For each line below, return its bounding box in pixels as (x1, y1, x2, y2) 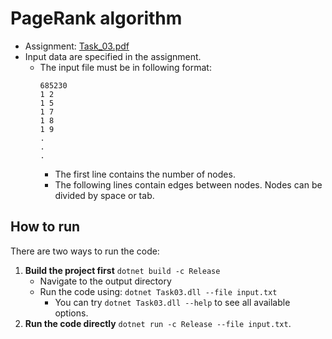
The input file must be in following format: (39, 61, 212, 73)
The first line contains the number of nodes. (54, 168, 236, 180)
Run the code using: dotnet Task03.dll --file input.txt (39, 285, 278, 297)
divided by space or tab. (54, 189, 155, 201)
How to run (10, 218, 81, 236)
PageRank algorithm (10, 7, 183, 30)
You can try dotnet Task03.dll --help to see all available (54, 296, 291, 308)
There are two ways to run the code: (10, 245, 160, 257)
